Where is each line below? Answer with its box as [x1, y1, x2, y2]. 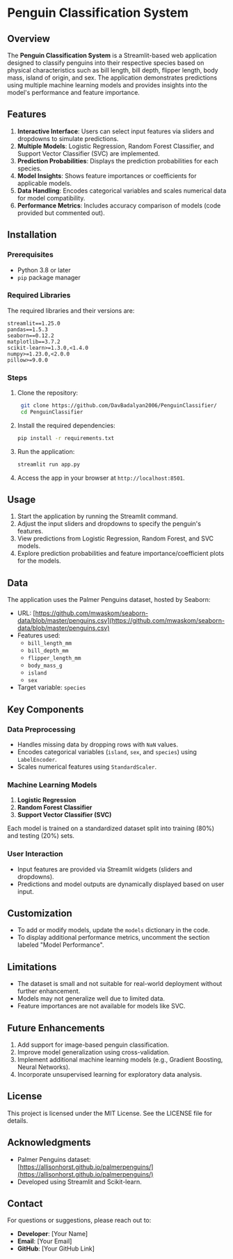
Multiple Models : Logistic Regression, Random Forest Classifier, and [17, 142, 214, 150]
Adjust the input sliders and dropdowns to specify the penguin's [17, 520, 202, 528]
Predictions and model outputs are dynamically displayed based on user [17, 880, 225, 888]
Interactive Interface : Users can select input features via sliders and [17, 127, 214, 135]
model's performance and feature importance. [7, 89, 140, 96]
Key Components [7, 703, 84, 715]
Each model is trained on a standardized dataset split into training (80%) [7, 824, 214, 832]
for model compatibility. [17, 193, 86, 202]
